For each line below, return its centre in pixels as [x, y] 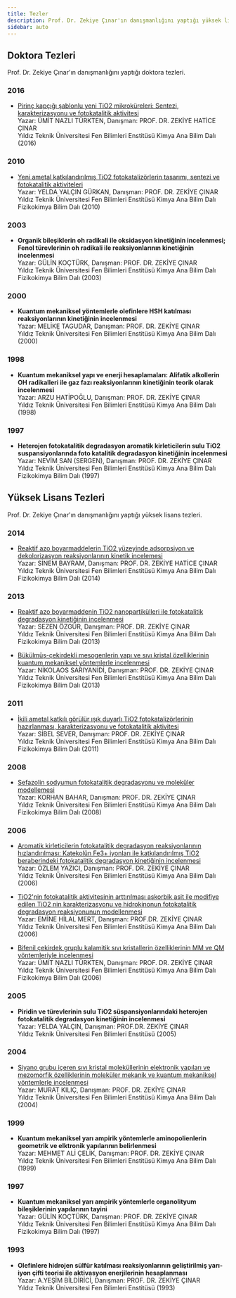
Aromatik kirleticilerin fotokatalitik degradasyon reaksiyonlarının [109, 846]
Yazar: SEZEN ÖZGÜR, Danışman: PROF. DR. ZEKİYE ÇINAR [104, 626]
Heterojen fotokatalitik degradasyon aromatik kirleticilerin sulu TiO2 [119, 446]
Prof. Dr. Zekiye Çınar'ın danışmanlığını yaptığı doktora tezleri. [97, 73]
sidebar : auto [28, 27]
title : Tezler [28, 14]
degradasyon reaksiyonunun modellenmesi [80, 912]
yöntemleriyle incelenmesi [55, 955]
